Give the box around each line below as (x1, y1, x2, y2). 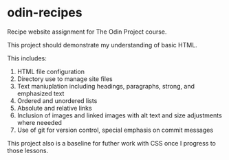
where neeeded (17, 118, 62, 126)
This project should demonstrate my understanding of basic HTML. (7, 41, 197, 49)
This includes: (7, 54, 47, 62)
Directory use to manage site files (17, 74, 113, 83)
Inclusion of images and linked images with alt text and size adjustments (17, 111, 222, 119)
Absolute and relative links (17, 104, 92, 112)
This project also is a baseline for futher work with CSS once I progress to (7, 139, 217, 147)
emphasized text (17, 89, 65, 98)
